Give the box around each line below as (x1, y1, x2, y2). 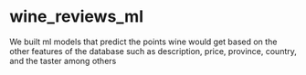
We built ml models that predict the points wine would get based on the (9, 36, 278, 47)
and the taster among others (9, 55, 117, 66)
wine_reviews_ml (9, 6, 144, 27)
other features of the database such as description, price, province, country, (9, 45, 297, 56)
